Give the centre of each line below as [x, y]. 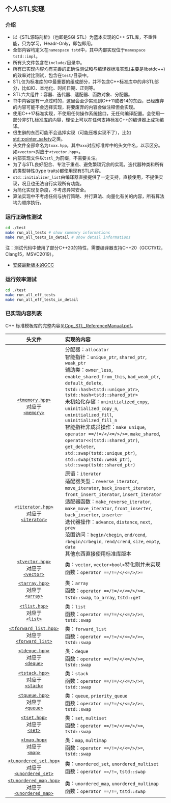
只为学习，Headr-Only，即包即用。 [59, 43]
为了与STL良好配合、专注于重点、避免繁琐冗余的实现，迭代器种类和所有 [88, 164]
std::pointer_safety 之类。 [39, 139]
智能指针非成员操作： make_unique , [106, 427]
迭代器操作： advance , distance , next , [108, 522]
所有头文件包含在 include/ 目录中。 [49, 62]
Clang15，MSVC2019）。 [31, 254]
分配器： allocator [87, 349]
